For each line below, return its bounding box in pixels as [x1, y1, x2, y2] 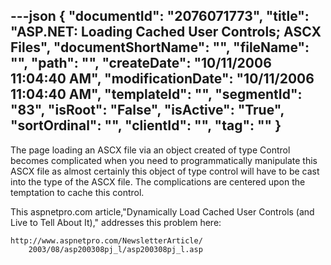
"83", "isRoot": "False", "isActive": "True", [10, 102, 285, 119]
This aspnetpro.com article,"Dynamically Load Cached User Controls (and [10, 205, 315, 218]
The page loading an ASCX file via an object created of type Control [10, 144, 291, 156]
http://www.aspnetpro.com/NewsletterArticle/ [10, 235, 203, 246]
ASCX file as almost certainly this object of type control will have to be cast [10, 165, 320, 177]
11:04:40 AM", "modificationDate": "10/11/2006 [10, 70, 315, 88]
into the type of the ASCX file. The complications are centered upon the [10, 175, 306, 188]
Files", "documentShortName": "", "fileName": [10, 39, 310, 56]
